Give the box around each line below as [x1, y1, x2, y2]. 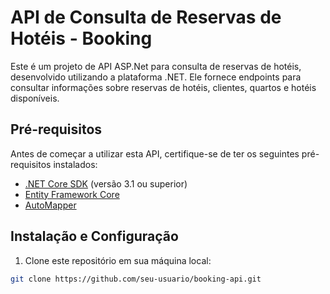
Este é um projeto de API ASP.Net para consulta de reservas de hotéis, [10, 60, 302, 72]
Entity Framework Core [24, 188, 120, 200]
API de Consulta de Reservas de [10, 6, 282, 29]
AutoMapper [24, 199, 77, 211]
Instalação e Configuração [10, 228, 179, 245]
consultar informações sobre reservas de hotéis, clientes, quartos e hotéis [10, 81, 317, 93]
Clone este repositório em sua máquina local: [24, 254, 212, 266]
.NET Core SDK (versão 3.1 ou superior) [24, 177, 188, 190]
